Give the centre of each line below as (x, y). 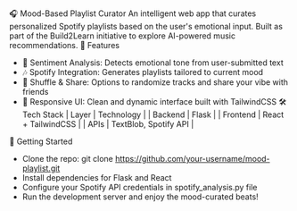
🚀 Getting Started (41, 141)
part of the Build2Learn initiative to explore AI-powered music (123, 36)
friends (35, 92)
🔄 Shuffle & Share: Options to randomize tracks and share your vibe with (155, 82)
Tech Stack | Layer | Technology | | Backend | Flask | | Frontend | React (153, 114)
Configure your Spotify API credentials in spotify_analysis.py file (140, 187)
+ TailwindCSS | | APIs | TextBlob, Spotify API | (108, 124)
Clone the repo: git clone (67, 159)
